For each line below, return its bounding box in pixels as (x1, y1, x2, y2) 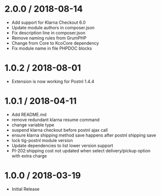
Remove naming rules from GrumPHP (11, 35, 87, 41)
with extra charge (11, 153, 47, 159)
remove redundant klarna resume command (11, 117, 100, 123)
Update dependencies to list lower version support (11, 143, 113, 148)
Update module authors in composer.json (11, 24, 95, 30)
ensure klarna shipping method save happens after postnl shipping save (11, 132, 156, 138)
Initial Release (11, 186, 40, 192)
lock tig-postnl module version (11, 137, 73, 143)
